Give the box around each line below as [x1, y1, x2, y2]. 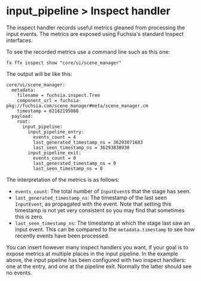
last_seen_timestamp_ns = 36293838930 [32, 145, 130, 151]
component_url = [17, 97, 58, 103]
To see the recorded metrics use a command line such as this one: [6, 48, 170, 55]
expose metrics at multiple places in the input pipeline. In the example [6, 250, 178, 257]
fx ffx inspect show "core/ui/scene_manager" [6, 60, 121, 66]
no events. [6, 269, 32, 276]
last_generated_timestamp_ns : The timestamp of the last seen [14, 194, 167, 201]
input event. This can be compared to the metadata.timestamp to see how [14, 225, 195, 233]
